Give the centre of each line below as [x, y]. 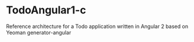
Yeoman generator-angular [39, 32]
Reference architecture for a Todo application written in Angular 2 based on [97, 26]
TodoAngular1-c [46, 10]
